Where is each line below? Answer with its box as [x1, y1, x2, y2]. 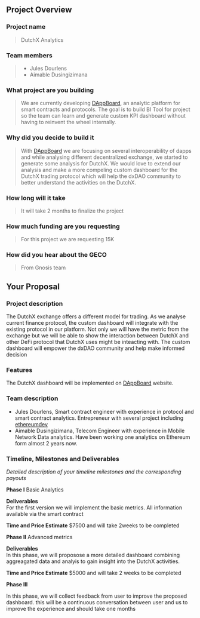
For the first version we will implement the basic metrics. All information [6, 504, 183, 511]
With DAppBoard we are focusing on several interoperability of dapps [20, 147, 192, 154]
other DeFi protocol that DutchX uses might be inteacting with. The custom [6, 339, 190, 346]
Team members [6, 51, 53, 59]
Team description [6, 394, 59, 402]
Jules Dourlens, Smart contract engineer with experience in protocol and [14, 408, 194, 415]
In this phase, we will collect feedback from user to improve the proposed [6, 592, 187, 599]
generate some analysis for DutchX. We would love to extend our [20, 159, 181, 167]
